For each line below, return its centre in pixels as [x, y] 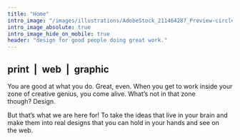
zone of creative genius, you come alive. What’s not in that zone [101, 94]
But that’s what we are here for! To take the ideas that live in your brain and [118, 115]
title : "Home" [29, 14]
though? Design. [31, 101]
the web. [20, 130]
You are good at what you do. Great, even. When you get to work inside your [120, 86]
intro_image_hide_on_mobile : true [59, 34]
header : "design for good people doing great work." [87, 41]
